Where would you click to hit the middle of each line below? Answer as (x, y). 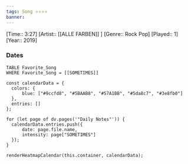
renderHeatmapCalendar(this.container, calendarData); (75, 155)
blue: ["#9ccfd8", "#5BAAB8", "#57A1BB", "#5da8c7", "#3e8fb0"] (102, 93)
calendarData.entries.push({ (47, 124)
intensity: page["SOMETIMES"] (59, 135)
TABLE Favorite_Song (32, 68)
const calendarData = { (35, 83)
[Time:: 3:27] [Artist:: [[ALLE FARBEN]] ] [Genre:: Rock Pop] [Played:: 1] (92, 34)
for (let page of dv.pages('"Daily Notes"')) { (66, 119)
